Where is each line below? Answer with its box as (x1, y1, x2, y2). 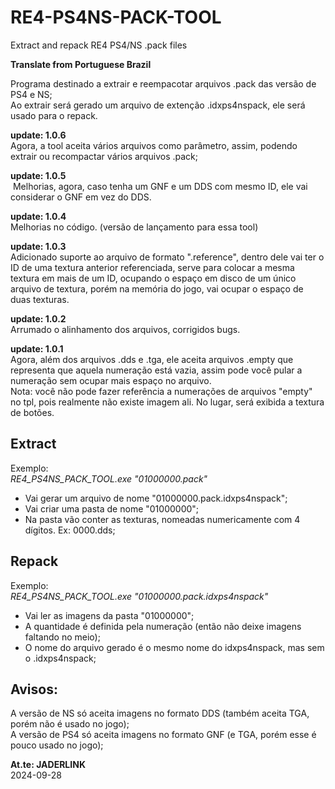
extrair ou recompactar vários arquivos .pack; (10, 150, 198, 162)
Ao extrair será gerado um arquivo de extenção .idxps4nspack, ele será (10, 99, 306, 111)
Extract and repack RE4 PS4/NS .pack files (10, 39, 188, 51)
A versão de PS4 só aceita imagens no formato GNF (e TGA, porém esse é (10, 729, 317, 741)
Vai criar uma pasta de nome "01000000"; (24, 502, 200, 515)
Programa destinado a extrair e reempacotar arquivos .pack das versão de (10, 77, 317, 90)
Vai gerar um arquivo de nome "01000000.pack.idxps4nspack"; (24, 492, 288, 504)
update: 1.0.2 (10, 312, 67, 325)
